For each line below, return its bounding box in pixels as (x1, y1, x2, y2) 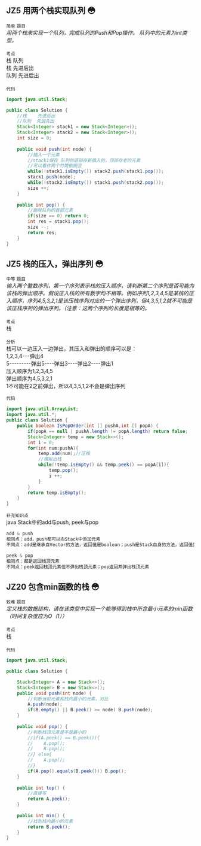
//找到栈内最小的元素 (27, 818, 73, 824)
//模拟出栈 (38, 456, 61, 462)
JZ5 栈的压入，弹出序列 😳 (6, 259, 104, 269)
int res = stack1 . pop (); (27, 219, 89, 225)
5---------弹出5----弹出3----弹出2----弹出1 (6, 360, 113, 367)
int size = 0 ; (17, 135, 52, 141)
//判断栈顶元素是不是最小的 (27, 729, 86, 735)
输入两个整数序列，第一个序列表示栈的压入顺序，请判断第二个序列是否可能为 (6, 282, 194, 289)
